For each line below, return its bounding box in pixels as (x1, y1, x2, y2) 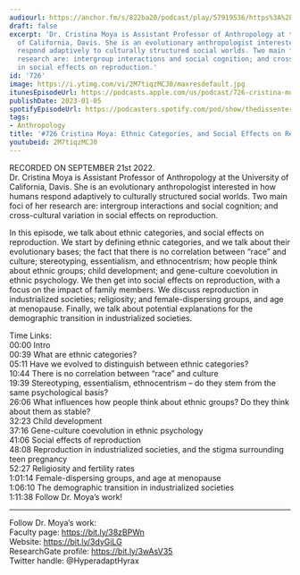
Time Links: (9, 330, 52, 341)
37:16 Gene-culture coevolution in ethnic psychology (9, 425, 204, 435)
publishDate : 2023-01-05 (9, 96, 102, 106)
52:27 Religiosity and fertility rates (9, 462, 136, 474)
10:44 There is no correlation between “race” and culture (9, 368, 219, 378)
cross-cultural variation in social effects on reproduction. (9, 209, 219, 220)
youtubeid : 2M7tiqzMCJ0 (9, 138, 98, 147)
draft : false (9, 21, 58, 30)
